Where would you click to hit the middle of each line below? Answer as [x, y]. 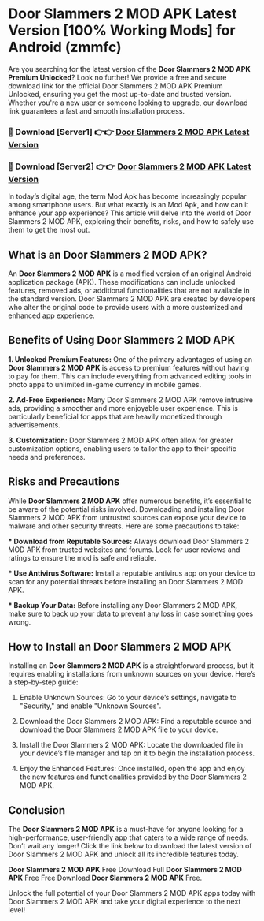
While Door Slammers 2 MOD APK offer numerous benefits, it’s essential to [130, 501]
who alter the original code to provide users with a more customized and [126, 307]
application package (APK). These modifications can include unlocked [122, 282]
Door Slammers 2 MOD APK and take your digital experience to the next [125, 902]
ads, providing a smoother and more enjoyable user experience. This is [123, 408]
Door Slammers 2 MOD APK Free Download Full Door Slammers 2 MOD [125, 870]
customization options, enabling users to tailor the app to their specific [123, 448]
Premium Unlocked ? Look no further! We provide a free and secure [117, 77]
